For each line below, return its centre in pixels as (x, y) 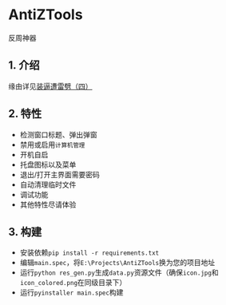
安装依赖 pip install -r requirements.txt (89, 252)
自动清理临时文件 (48, 184)
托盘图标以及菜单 (48, 164)
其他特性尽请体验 (48, 204)
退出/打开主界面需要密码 (59, 174)
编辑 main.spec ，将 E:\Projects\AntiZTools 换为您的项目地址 (117, 263)
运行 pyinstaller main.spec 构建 (71, 292)
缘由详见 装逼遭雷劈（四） (50, 86)
